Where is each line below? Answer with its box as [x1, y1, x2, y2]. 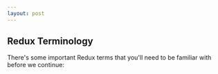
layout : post [7, 10, 45, 17]
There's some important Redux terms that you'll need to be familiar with [7, 53, 212, 62]
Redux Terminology [7, 36, 93, 47]
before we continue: [7, 61, 64, 69]
